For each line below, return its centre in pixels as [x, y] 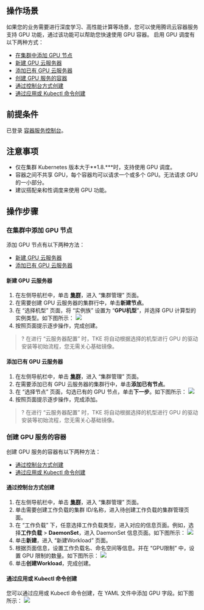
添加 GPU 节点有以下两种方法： [46, 245]
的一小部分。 [31, 183]
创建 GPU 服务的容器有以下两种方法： [54, 452]
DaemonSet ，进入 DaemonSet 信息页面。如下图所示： [117, 533]
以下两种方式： [25, 42]
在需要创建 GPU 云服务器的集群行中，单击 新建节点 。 [81, 303]
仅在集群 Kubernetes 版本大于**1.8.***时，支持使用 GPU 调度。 [95, 167]
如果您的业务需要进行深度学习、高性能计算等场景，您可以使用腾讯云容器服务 [102, 27]
